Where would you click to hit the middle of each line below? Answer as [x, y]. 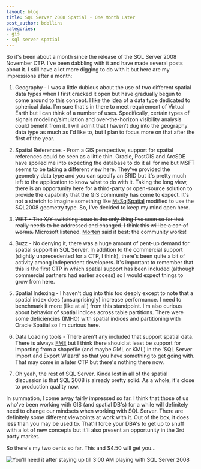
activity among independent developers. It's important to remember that [104, 262]
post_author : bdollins [34, 23]
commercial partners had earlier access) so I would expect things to [99, 275]
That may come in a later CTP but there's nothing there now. [89, 362]
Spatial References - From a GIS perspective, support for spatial [94, 150]
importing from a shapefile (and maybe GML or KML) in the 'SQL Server [103, 349]
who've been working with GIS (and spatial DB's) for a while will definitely [97, 405]
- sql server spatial [33, 40]
